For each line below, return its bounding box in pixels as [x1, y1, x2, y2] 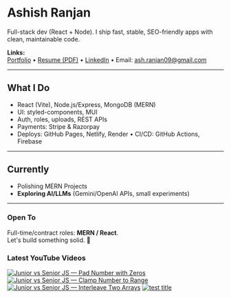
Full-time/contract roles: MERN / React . [7, 228, 119, 237]
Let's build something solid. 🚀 [7, 236, 91, 244]
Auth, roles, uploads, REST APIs [16, 115, 108, 123]
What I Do [7, 82, 50, 94]
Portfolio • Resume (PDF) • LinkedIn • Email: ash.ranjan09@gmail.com [7, 55, 207, 63]
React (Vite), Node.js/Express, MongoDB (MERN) [16, 100, 156, 108]
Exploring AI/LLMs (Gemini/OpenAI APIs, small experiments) [16, 189, 190, 197]
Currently [7, 163, 49, 175]
